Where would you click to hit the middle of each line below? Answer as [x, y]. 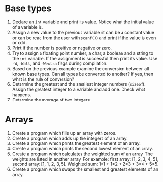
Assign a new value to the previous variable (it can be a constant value [83, 32]
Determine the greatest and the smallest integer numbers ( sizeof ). [79, 84]
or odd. [19, 42]
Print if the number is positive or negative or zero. [62, 48]
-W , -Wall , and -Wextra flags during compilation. [60, 63]
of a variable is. [28, 27]
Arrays [19, 120]
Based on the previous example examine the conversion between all [81, 68]
